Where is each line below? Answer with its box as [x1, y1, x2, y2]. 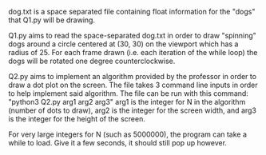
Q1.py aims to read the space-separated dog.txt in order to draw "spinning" [8, 31, 257, 40]
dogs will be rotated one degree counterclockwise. [8, 56, 176, 66]
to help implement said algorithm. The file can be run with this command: [8, 89, 249, 98]
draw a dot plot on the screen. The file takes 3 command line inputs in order [8, 80, 258, 89]
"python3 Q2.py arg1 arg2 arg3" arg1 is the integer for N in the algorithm [8, 97, 246, 106]
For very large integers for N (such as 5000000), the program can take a [8, 129, 248, 139]
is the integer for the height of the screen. [8, 114, 145, 123]
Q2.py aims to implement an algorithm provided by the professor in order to [8, 72, 257, 81]
